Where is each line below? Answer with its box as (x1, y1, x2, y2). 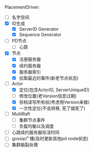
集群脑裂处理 (11, 142, 38, 148)
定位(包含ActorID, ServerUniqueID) (19, 86, 90, 93)
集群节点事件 (19, 117, 45, 123)
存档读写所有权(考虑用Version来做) (19, 99, 90, 105)
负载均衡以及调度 (19, 123, 54, 129)
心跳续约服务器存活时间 (11, 129, 60, 135)
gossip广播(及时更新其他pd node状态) (11, 136, 89, 142)
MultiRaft (11, 111, 31, 116)
